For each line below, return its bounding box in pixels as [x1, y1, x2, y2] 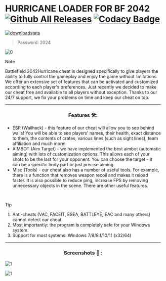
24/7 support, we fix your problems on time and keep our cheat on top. [5, 94, 150, 100]
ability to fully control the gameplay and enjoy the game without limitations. [5, 73, 158, 79]
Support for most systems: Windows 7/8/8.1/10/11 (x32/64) [12, 233, 132, 238]
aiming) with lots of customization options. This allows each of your [12, 151, 150, 157]
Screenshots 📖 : [63, 249, 103, 256]
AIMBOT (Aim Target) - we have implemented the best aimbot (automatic [12, 146, 161, 152]
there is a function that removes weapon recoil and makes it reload [12, 172, 148, 178]
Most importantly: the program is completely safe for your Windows [12, 222, 150, 228]
